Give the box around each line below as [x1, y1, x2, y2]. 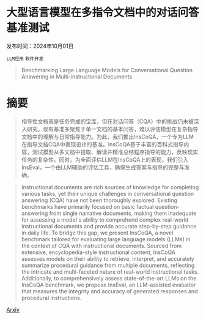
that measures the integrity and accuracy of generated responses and [21, 287, 198, 295]
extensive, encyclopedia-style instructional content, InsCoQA [21, 249, 176, 256]
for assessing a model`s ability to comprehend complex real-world [21, 216, 189, 223]
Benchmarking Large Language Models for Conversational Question [21, 66, 193, 73]
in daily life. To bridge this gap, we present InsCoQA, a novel [21, 229, 174, 236]
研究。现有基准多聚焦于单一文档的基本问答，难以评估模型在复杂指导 [26, 125, 199, 132]
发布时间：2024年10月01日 [6, 42, 74, 50]
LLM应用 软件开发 [6, 56, 44, 62]
